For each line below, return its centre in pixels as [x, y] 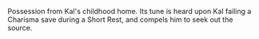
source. [20, 28]
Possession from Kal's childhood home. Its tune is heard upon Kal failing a [129, 11]
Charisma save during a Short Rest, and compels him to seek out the [120, 19]
